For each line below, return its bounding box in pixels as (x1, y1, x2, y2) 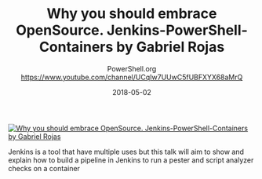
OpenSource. (15, 21, 104, 39)
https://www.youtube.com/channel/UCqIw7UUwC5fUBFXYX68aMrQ (20, 72, 243, 82)
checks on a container (8, 163, 81, 173)
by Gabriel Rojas (116, 38, 225, 56)
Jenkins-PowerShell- (106, 21, 249, 39)
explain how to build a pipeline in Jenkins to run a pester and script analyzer (8, 155, 254, 165)
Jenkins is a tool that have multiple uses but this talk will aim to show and (8, 147, 245, 156)
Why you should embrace (46, 5, 217, 23)
